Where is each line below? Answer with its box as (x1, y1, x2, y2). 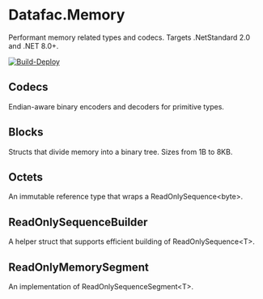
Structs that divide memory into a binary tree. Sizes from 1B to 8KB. (8, 147, 233, 156)
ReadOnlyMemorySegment (8, 260, 150, 274)
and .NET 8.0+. (8, 41, 59, 50)
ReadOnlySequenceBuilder (8, 215, 148, 229)
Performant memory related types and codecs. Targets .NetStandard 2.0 (8, 32, 251, 42)
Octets (8, 170, 43, 184)
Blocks (8, 126, 44, 139)
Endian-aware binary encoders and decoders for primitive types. (8, 101, 225, 111)
